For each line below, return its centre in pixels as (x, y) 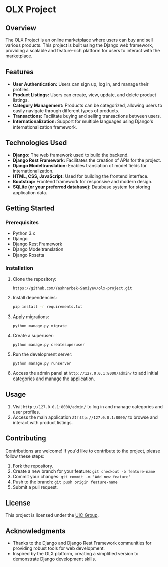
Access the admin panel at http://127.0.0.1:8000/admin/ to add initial (85, 373)
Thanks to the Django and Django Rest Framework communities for (82, 543)
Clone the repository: (34, 279)
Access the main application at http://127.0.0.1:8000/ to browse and (85, 417)
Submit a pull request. (35, 487)
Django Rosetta (28, 255)
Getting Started (30, 208)
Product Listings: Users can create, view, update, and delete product (85, 95)
